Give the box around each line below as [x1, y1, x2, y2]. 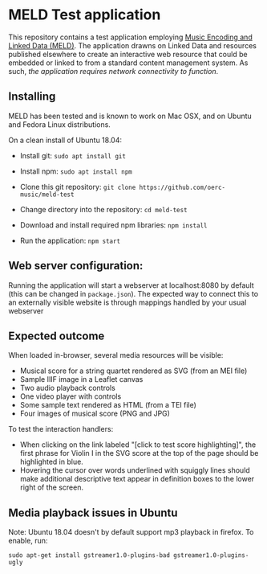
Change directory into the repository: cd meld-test [19, 204, 188, 214]
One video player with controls [19, 392, 122, 401]
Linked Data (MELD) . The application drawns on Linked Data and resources [8, 40, 257, 50]
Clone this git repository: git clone [19, 182, 136, 191]
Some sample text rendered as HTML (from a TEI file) [19, 400, 196, 410]
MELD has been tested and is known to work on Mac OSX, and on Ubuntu [8, 111, 253, 121]
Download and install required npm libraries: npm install [19, 219, 208, 230]
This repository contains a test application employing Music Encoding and [8, 32, 253, 42]
